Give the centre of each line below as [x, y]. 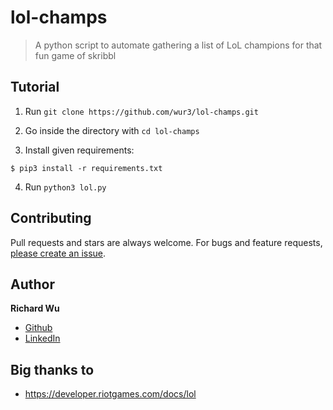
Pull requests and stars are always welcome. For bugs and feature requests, [166, 242]
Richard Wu [35, 308]
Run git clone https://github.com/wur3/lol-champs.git [141, 111]
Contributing [51, 218]
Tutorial [35, 87]
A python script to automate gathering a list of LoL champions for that [178, 45]
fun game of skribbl [75, 55]
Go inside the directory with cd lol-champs [112, 130]
